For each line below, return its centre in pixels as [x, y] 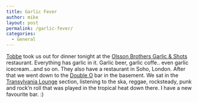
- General [24, 39]
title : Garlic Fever [32, 12]
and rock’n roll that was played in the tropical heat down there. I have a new [99, 88]
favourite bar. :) [25, 94]
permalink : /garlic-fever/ [40, 28]
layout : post [22, 23]
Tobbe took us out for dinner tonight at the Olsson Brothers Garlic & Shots [97, 56]
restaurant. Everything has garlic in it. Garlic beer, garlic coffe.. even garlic [98, 63]
